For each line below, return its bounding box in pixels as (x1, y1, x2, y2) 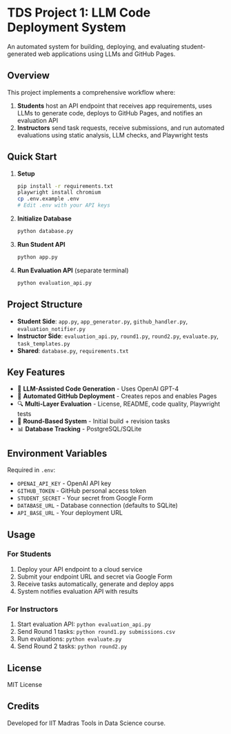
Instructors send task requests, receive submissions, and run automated (17, 123, 225, 132)
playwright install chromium (17, 189, 101, 196)
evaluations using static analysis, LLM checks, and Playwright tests (17, 131, 208, 139)
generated (7, 50, 37, 58)
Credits (7, 700, 40, 713)
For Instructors (7, 604, 59, 614)
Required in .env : (7, 466, 56, 474)
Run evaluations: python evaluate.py (17, 634, 122, 643)
